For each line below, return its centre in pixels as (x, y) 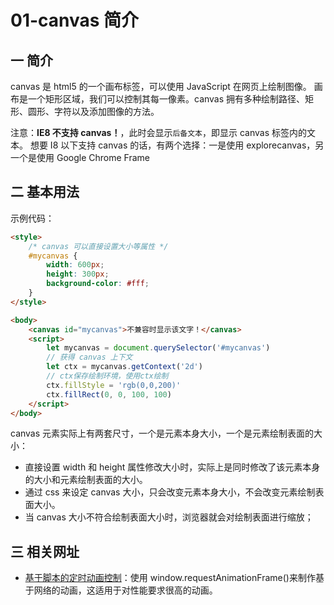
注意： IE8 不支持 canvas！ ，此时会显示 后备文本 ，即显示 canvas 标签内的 (158, 132)
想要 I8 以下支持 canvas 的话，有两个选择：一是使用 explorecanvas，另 (177, 145)
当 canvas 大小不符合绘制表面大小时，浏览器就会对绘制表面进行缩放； (169, 517)
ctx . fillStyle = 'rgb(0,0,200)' (114, 385)
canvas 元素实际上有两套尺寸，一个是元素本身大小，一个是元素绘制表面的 (162, 433)
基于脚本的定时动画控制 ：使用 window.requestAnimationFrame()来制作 (170, 578)
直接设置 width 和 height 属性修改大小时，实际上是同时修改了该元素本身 (172, 467)
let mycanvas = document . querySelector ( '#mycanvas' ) (158, 348)
